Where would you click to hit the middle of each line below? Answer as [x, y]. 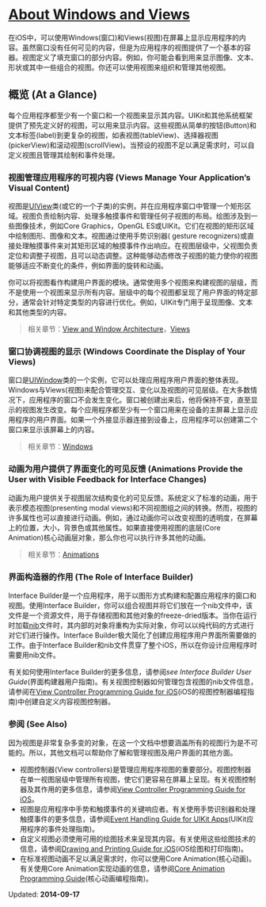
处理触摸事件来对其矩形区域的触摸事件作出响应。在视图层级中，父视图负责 [136, 246]
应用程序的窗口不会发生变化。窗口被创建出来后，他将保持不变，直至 [140, 400]
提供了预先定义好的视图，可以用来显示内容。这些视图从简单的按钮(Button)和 [133, 125]
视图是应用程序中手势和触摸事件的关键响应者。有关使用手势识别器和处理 [137, 809]
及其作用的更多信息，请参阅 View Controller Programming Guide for [136, 790]
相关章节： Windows [60, 446]
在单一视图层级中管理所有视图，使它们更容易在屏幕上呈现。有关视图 [131, 779]
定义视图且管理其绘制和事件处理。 [64, 155]
